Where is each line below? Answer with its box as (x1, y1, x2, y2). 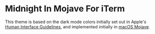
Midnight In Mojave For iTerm (5, 3, 125, 14)
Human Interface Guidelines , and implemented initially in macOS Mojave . (5, 24, 150, 29)
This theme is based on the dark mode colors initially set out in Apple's (5, 19, 147, 25)
